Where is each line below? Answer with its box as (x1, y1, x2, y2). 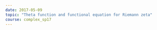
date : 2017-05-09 (5, 7, 43, 13)
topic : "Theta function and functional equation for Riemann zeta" (5, 12, 153, 17)
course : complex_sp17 (5, 17, 52, 22)
